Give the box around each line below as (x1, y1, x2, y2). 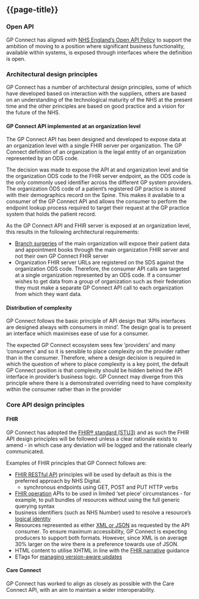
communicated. (6, 448, 45, 455)
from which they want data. (14, 291, 82, 298)
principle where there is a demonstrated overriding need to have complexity (6, 379, 192, 386)
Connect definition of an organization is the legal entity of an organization (6, 148, 187, 155)
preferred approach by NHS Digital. (14, 477, 102, 484)
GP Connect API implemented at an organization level (6, 122, 141, 130)
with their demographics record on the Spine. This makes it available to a (6, 192, 185, 199)
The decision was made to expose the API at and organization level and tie (6, 166, 189, 173)
